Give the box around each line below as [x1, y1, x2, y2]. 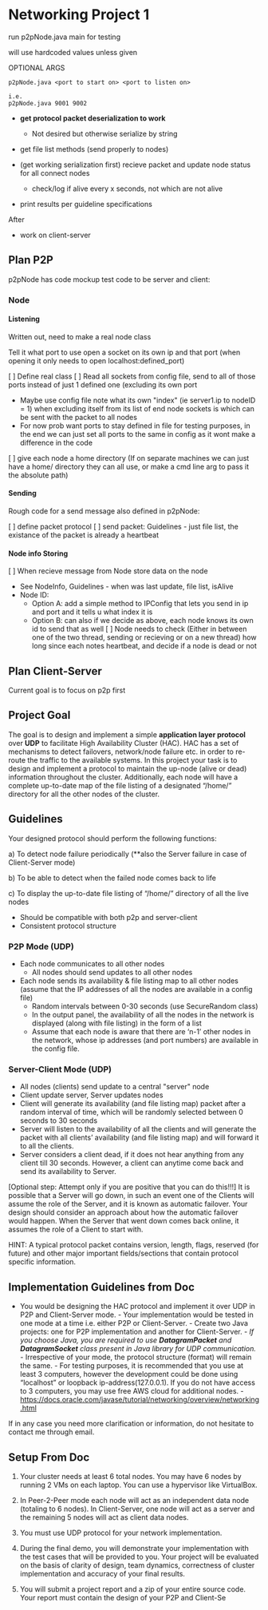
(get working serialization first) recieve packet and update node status [19, 160, 251, 169]
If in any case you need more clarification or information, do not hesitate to [8, 1419, 254, 1429]
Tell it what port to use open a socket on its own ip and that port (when [8, 347, 241, 357]
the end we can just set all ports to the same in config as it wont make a [19, 429, 256, 438]
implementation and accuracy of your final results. [19, 1568, 186, 1578]
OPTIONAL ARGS [8, 62, 65, 73]
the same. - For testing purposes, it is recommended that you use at [19, 1361, 244, 1370]
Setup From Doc [8, 1450, 90, 1464]
